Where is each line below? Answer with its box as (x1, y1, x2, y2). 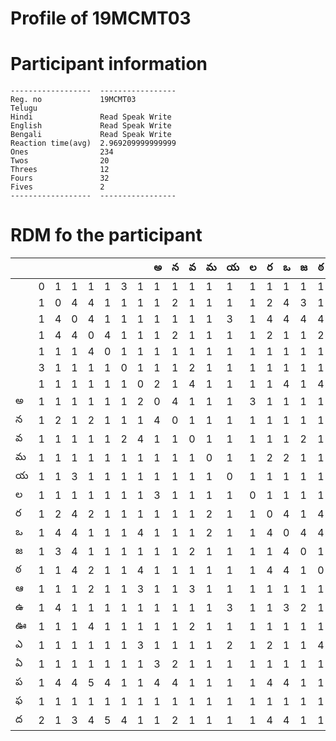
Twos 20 (10, 156, 110, 166)
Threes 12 (10, 165, 110, 175)
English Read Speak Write (10, 121, 172, 131)
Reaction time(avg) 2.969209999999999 (10, 138, 177, 149)
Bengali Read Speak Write (10, 130, 172, 140)
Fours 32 (10, 173, 110, 184)
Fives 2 (10, 182, 105, 192)
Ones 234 (10, 147, 114, 157)
